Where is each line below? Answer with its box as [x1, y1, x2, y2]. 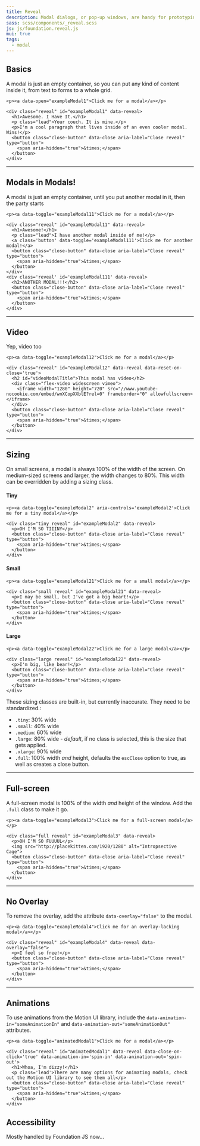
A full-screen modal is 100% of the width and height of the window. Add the [6, 799, 192, 806]
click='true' [6, 1054, 39, 1060]
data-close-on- [145, 1049, 183, 1055]
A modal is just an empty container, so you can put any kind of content [6, 80, 180, 87]
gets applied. [14, 741, 47, 748]
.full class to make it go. [6, 805, 68, 813]
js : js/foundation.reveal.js [6, 25, 79, 32]
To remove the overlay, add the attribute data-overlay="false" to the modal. [6, 912, 193, 919]
